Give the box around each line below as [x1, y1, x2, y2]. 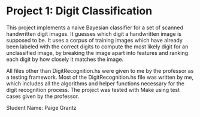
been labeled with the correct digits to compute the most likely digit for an [6, 43, 189, 50]
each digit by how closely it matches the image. [6, 56, 124, 63]
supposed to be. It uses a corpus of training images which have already [6, 36, 183, 44]
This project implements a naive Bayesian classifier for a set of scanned [6, 24, 184, 31]
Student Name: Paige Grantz [6, 104, 77, 111]
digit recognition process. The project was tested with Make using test [6, 86, 180, 93]
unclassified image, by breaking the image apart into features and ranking [6, 49, 189, 56]
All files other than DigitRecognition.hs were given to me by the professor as [6, 67, 194, 74]
